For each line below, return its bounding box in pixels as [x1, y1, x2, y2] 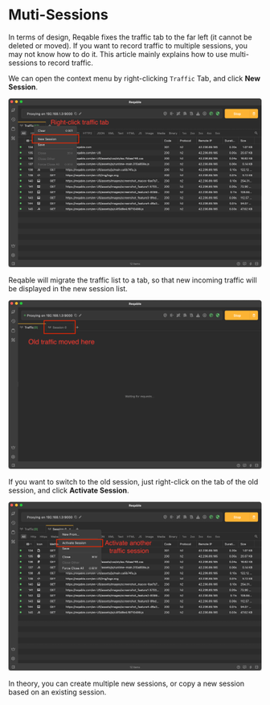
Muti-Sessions [8, 6, 108, 24]
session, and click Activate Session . [8, 485, 130, 496]
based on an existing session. [8, 687, 107, 697]
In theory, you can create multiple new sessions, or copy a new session [8, 678, 245, 689]
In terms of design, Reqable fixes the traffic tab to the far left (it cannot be [8, 32, 252, 42]
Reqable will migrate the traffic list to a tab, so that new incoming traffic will [8, 275, 257, 285]
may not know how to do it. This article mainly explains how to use [8, 49, 228, 59]
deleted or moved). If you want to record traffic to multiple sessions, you [8, 40, 247, 50]
